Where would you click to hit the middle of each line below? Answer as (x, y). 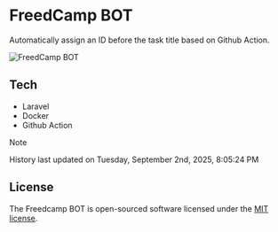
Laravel (36, 106)
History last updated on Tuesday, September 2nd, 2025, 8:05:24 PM (134, 159)
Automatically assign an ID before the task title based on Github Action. (139, 40)
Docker (36, 115)
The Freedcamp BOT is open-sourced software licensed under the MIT (139, 208)
